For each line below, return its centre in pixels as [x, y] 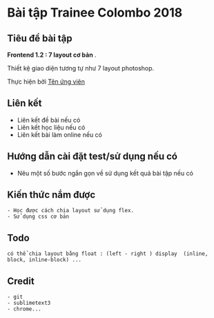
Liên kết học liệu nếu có [51, 127]
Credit [21, 281]
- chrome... [24, 309]
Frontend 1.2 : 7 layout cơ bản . [52, 55]
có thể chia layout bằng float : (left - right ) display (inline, [108, 254]
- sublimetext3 [29, 303]
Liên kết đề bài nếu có [49, 120]
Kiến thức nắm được [51, 195]
